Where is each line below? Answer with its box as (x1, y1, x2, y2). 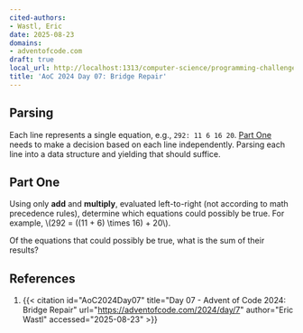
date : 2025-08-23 (9, 30, 75, 39)
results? (9, 245, 39, 255)
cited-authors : (9, 13, 67, 23)
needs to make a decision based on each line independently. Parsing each (9, 139, 286, 150)
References (9, 271, 76, 286)
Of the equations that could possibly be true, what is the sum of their (9, 236, 265, 246)
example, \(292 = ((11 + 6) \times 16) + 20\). (9, 217, 171, 228)
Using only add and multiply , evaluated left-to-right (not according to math (9, 199, 289, 209)
